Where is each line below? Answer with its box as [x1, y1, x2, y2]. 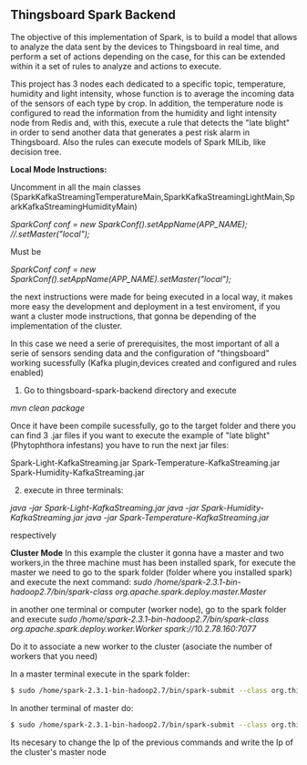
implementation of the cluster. [10, 320, 123, 331]
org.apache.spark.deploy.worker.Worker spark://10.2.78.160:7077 [10, 623, 257, 634]
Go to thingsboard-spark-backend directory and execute [23, 384, 237, 395]
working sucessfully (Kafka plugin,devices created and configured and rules [10, 357, 297, 368]
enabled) [10, 367, 45, 378]
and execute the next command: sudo [10, 576, 153, 587]
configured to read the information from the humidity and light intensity [10, 107, 277, 118]
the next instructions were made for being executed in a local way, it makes [10, 291, 293, 302]
